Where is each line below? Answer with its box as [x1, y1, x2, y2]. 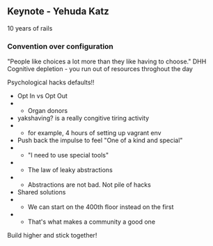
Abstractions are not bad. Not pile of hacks [27, 180, 151, 189]
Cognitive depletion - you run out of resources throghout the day [7, 65, 194, 73]
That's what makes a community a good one [27, 217, 155, 226]
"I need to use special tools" [27, 151, 109, 160]
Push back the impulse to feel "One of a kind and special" [17, 136, 183, 145]
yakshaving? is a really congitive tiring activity [17, 114, 150, 123]
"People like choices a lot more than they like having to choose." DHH [7, 57, 207, 66]
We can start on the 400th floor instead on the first [27, 203, 174, 211]
